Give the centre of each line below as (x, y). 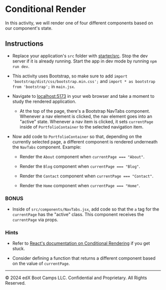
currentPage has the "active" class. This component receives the (78, 215)
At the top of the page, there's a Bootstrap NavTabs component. (85, 111)
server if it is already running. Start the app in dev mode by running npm (84, 61)
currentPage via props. (35, 220)
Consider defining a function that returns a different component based (84, 258)
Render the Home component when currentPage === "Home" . (80, 185)
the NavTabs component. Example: (47, 147)
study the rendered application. (44, 101)
